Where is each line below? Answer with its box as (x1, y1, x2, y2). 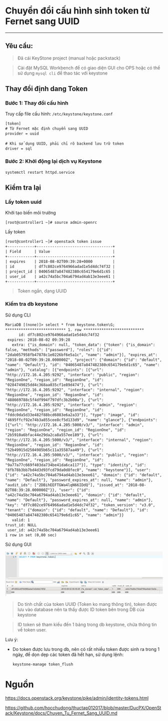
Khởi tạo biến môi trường (5, 210, 56, 216)
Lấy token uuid (5, 198, 42, 205)
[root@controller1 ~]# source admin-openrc (5, 220, 97, 225)
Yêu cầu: (5, 42, 33, 50)
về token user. (17, 627, 47, 633)
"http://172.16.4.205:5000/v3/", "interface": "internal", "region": (5, 437, 153, 443)
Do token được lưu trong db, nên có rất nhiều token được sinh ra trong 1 (12, 646, 160, 652)
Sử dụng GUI (5, 541, 31, 547)
